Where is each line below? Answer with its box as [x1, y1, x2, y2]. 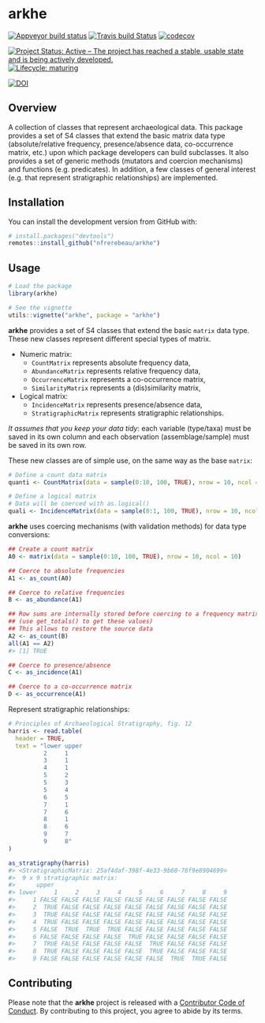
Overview [8, 101, 58, 115]
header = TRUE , [15, 734, 65, 742]
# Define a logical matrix [8, 492, 97, 501]
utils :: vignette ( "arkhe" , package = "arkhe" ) [8, 311, 160, 319]
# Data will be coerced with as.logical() [8, 500, 150, 508]
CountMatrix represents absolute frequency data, [31, 358, 191, 367]
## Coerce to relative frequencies [8, 589, 125, 597]
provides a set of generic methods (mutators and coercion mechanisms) [8, 156, 244, 165]
